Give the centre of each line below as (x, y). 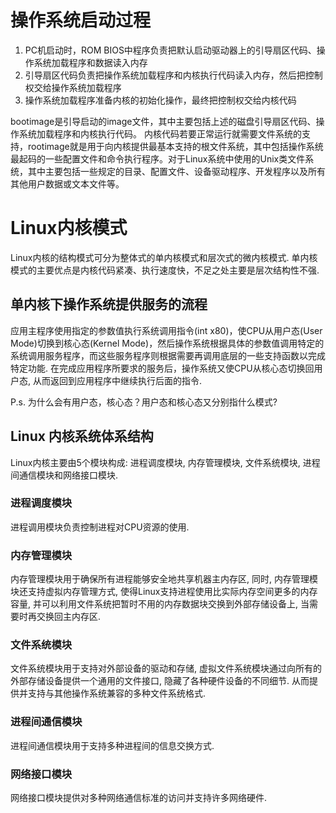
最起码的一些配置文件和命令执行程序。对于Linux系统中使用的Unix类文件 (158, 158)
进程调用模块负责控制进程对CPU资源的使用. (100, 527)
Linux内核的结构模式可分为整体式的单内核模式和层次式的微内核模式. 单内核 (164, 257)
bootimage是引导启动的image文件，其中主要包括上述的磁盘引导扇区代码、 (163, 121)
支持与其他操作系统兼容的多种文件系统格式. (117, 693)
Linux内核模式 (69, 228)
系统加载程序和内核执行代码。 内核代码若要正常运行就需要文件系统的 (160, 133)
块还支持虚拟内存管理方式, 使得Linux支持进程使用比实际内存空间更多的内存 (164, 592)
